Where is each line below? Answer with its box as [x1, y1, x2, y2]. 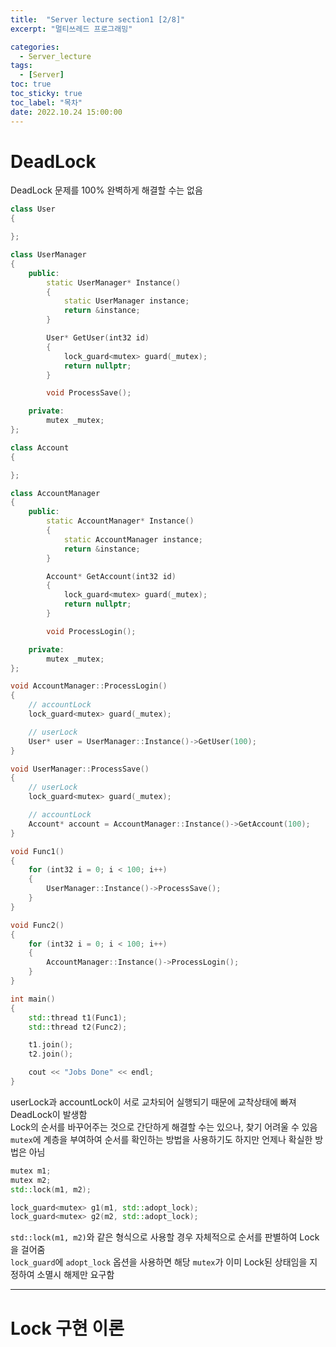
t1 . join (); [28, 1040, 74, 1050]
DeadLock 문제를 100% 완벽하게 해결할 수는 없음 [10, 184, 203, 196]
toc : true [10, 79, 52, 90]
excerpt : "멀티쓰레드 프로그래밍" [10, 24, 133, 34]
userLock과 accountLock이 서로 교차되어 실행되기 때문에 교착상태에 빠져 [10, 1096, 297, 1108]
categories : [10, 42, 60, 52]
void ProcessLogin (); [46, 626, 137, 636]
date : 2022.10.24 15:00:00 [10, 107, 123, 117]
